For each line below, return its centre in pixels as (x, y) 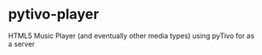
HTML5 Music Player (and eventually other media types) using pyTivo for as (131, 36)
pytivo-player (54, 14)
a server (22, 43)
